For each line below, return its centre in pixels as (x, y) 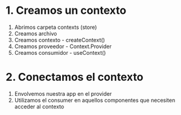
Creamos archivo (36, 33)
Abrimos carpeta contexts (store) (56, 27)
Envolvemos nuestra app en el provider (63, 93)
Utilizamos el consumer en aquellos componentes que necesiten (95, 100)
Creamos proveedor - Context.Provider (63, 46)
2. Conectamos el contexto (75, 77)
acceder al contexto (39, 107)
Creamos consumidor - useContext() (60, 52)
